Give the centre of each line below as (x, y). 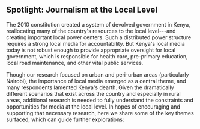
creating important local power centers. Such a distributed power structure (99, 37)
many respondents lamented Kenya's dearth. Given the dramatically (90, 87)
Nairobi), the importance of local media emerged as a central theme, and (96, 81)
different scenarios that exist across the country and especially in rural (94, 93)
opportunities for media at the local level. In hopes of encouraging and (93, 106)
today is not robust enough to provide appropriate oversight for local (91, 50)
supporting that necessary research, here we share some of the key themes (100, 113)
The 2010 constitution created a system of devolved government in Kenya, (98, 24)
